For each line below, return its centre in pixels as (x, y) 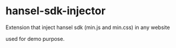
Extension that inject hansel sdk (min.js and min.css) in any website (88, 27)
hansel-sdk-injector (56, 11)
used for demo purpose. (35, 39)
